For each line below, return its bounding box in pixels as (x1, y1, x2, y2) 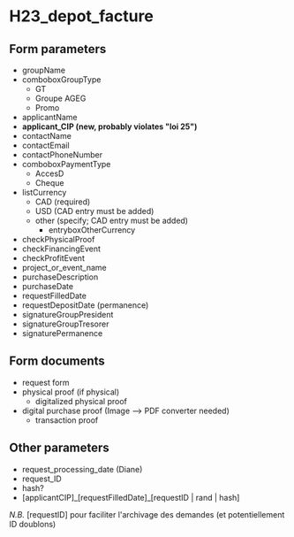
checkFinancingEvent (21, 243, 102, 254)
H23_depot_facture (9, 6, 155, 27)
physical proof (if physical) (21, 387, 120, 397)
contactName (21, 131, 72, 141)
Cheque (34, 178, 64, 188)
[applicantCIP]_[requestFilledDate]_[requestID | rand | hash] (21, 492, 240, 502)
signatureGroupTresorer (21, 318, 109, 329)
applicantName (21, 112, 78, 122)
